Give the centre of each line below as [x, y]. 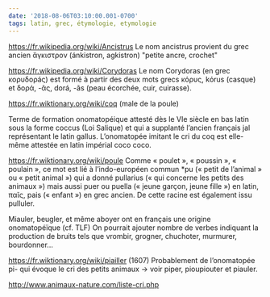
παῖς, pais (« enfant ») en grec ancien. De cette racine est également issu [130, 195]
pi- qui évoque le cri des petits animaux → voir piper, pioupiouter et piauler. [133, 269]
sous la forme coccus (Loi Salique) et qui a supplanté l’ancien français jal [129, 128]
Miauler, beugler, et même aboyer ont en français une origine [110, 219]
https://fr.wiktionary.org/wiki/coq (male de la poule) [94, 103]
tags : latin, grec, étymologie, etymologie [83, 23]
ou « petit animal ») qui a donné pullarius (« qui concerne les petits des [126, 178]
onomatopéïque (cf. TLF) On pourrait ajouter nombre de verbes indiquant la [134, 228]
